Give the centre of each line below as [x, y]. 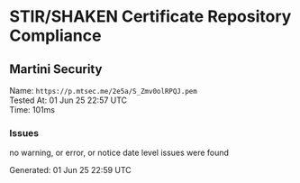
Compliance [55, 36]
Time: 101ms [32, 110]
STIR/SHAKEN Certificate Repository [150, 17]
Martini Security [56, 69]
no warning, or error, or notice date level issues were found [119, 153]
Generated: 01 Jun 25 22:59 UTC [71, 170]
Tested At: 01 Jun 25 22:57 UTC [68, 100]
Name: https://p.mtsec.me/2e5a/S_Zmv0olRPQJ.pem [104, 91]
